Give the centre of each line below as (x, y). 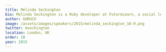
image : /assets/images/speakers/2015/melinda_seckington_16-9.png (75, 24)
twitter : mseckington (27, 28)
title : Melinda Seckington (33, 10)
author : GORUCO (21, 19)
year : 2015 (16, 42)
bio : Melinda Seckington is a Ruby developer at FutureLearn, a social (80, 14)
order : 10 (15, 38)
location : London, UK (27, 33)
